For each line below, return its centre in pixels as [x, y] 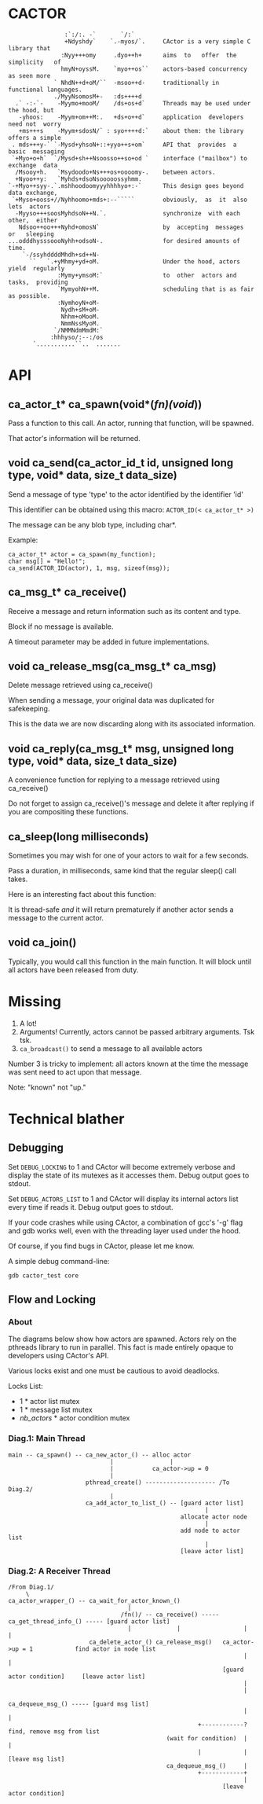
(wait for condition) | [206, 1739]
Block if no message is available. [61, 626]
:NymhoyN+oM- [79, 303]
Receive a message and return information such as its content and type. [124, 611]
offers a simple [35, 138]
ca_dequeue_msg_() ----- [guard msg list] [79, 1704]
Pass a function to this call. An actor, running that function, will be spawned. [131, 423]
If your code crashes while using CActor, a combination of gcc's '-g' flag [126, 1222]
